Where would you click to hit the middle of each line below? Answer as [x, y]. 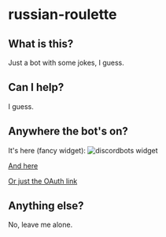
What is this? [41, 44]
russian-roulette [63, 15]
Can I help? [36, 87]
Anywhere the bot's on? [68, 132]
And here [23, 166]
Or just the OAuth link [43, 181]
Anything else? [46, 206]
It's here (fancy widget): [47, 150]
